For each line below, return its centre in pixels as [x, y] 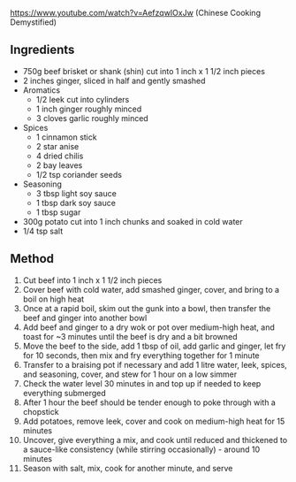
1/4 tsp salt [43, 231]
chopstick [41, 411]
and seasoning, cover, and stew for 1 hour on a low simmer [130, 374]
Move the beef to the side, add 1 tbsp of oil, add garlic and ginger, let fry [154, 346]
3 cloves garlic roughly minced [92, 118]
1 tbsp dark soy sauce [76, 203]
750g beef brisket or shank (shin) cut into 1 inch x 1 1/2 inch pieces [144, 71]
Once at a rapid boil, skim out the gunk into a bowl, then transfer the [147, 308]
